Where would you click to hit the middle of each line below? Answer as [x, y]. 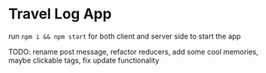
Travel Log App [60, 14]
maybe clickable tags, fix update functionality [84, 60]
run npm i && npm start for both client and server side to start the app [125, 36]
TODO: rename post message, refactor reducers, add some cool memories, [134, 51]
